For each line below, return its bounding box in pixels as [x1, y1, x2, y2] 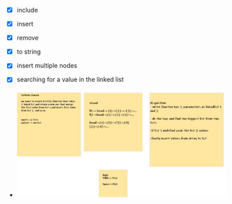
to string [16, 48, 41, 56]
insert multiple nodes [16, 62, 77, 70]
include [16, 6, 38, 14]
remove [16, 34, 39, 42]
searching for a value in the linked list [16, 76, 124, 84]
